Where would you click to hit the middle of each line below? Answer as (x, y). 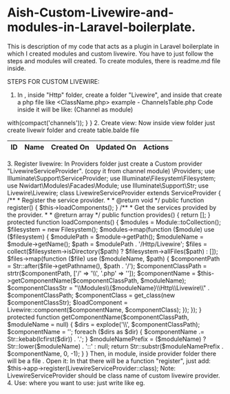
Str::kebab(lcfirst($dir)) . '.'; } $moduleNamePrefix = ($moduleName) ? (107, 339)
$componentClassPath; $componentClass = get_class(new (91, 295)
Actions (156, 147)
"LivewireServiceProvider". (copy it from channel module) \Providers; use (111, 171)
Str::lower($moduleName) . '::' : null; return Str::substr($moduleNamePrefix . (115, 346)
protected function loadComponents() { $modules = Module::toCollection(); (114, 222)
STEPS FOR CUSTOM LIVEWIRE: (53, 81)
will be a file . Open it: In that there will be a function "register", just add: (109, 361)
